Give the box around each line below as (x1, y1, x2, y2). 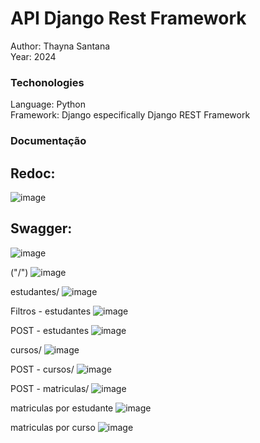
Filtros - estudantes (10, 305, 92, 317)
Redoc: (10, 165, 56, 182)
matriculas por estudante (10, 402, 114, 414)
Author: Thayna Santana (10, 40, 111, 52)
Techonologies (10, 75, 85, 89)
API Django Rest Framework (10, 7, 247, 30)
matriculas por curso (10, 421, 96, 433)
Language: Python (10, 98, 87, 111)
